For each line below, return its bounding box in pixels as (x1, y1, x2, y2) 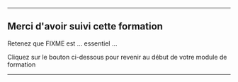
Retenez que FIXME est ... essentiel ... (7, 39, 118, 48)
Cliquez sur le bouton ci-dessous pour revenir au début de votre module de (7, 53, 227, 61)
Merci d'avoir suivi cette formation (7, 20, 163, 32)
